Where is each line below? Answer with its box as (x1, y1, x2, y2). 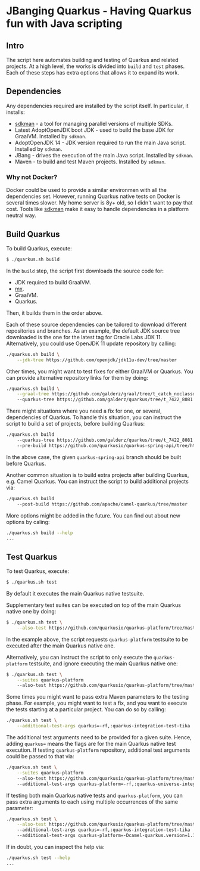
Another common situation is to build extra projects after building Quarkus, (6, 471, 189, 478)
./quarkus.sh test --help (6, 855, 70, 861)
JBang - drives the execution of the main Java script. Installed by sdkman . (14, 151, 193, 159)
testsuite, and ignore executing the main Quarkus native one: (29, 660, 179, 667)
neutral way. (6, 212, 37, 219)
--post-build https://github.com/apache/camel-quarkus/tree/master (17, 501, 187, 507)
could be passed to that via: (6, 753, 74, 760)
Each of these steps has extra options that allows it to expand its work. (6, 69, 180, 76)
